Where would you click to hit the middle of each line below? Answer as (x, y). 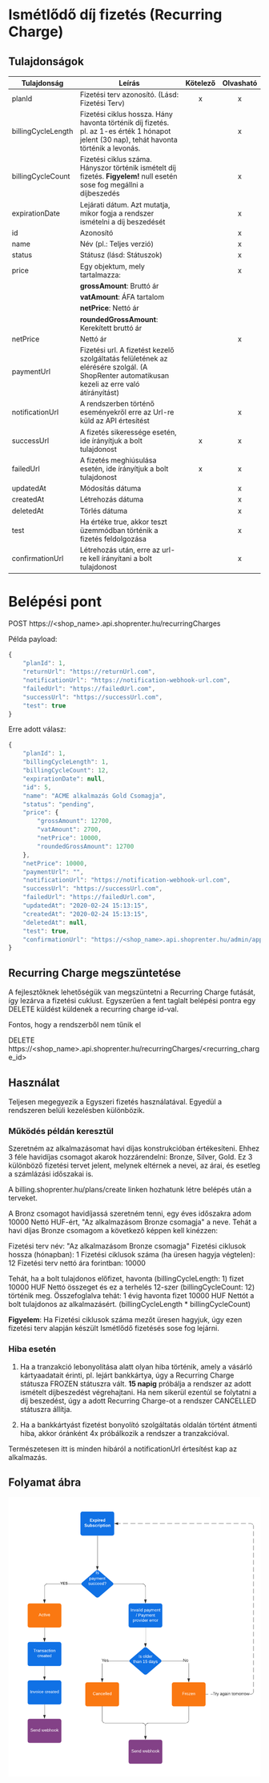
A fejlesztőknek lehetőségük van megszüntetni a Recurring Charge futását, (132, 992)
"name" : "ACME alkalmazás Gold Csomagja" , (94, 796)
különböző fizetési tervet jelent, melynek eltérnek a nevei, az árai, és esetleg (134, 1166)
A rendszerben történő (117, 404)
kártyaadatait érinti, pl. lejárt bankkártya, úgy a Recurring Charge (127, 1375)
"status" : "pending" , (58, 804)
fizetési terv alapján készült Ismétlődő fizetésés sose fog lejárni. (114, 1329)
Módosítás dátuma (110, 488)
